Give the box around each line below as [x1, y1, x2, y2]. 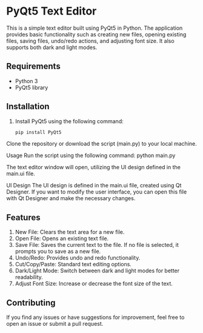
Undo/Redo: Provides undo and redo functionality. [15, 254, 141, 261]
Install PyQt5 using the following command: [15, 117, 124, 125]
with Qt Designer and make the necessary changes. [6, 195, 136, 202]
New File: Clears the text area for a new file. [15, 229, 125, 236]
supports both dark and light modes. [6, 44, 98, 51]
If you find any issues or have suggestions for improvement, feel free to [6, 314, 185, 321]
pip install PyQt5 [15, 129, 62, 135]
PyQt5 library [15, 84, 48, 91]
